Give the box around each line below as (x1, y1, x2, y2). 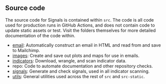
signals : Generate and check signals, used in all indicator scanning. (12, 68, 150, 74)
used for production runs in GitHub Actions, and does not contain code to (5, 22, 155, 28)
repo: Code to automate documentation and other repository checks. (12, 63, 153, 69)
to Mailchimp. (12, 47, 41, 53)
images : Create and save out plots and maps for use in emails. (12, 53, 140, 58)
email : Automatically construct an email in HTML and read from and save (12, 42, 161, 48)
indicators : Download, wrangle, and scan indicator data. (12, 57, 127, 63)
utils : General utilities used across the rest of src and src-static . (12, 73, 145, 79)
